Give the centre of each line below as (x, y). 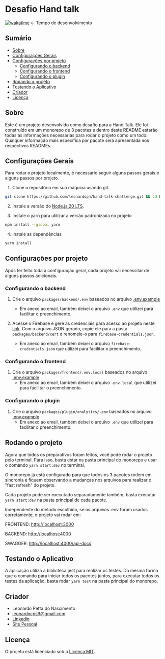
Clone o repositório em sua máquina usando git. (61, 188)
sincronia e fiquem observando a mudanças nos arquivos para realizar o (78, 480)
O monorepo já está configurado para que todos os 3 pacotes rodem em (79, 475)
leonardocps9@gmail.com (39, 614)
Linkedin (21, 619)
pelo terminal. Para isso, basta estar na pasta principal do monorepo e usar (81, 460)
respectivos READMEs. (28, 145)
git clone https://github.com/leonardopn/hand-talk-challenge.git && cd (81, 197)
